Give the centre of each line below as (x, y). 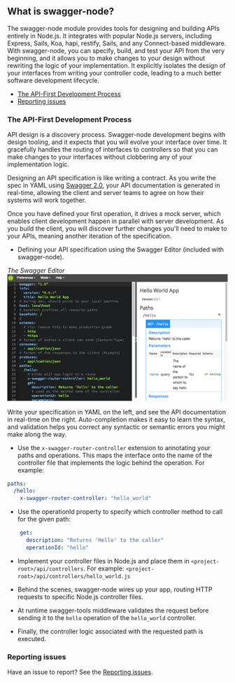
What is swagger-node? (61, 12)
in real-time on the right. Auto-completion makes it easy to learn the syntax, (116, 419)
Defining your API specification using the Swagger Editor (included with (120, 250)
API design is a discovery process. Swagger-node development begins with (116, 135)
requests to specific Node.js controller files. (80, 596)
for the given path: (44, 519)
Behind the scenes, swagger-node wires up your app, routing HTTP (115, 589)
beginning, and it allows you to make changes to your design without (106, 58)
